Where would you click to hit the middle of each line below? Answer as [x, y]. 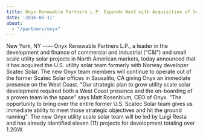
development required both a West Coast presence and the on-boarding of [99, 91]
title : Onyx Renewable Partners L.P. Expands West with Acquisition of [98, 12]
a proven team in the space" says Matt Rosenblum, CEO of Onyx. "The [94, 97]
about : [14, 23]
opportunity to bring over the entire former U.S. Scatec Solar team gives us [100, 104]
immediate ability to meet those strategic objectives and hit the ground [94, 110]
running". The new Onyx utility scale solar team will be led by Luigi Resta [97, 117]
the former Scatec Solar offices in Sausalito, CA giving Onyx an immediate [98, 78]
